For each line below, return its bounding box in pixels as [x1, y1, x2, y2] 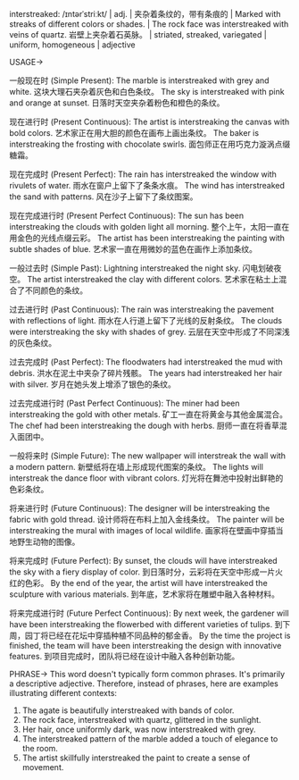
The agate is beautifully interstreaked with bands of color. [21, 705, 235, 716]
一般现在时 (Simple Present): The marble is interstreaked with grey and [9, 75, 270, 86]
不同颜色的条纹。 [24, 285, 87, 296]
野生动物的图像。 [16, 536, 80, 547]
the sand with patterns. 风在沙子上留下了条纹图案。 [9, 191, 198, 202]
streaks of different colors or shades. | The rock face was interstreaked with [9, 19, 289, 29]
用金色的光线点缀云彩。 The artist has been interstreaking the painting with [9, 232, 286, 243]
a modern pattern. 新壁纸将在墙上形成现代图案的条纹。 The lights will [9, 462, 263, 472]
